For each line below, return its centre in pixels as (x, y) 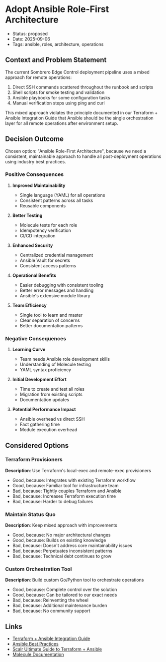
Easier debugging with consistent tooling (61, 285)
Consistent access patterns (48, 265)
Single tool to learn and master (51, 315)
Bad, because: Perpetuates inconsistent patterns (62, 551)
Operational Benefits (34, 275)
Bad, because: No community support (51, 611)
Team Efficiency (30, 305)
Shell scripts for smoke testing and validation (58, 92)
